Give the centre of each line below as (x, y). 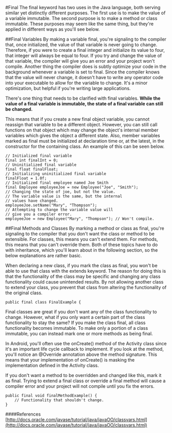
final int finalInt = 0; (32, 160)
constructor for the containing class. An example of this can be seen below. (85, 146)
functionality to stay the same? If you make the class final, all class (76, 323)
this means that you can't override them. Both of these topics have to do (81, 244)
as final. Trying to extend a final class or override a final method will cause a (85, 381)
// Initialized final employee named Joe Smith (57, 183)
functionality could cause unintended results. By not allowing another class (84, 282)
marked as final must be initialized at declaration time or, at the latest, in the (85, 141)
